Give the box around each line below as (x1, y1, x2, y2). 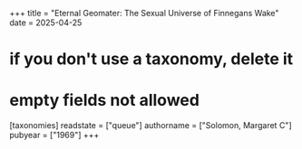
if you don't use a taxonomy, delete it (9, 49, 294, 70)
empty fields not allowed (9, 90, 200, 111)
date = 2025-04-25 (9, 17, 83, 28)
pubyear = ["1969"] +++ (9, 130, 100, 141)
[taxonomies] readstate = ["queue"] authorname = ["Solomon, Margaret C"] (9, 120, 292, 131)
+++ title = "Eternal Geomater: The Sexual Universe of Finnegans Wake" (9, 8, 279, 18)
